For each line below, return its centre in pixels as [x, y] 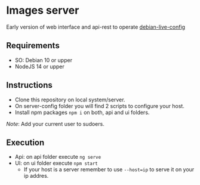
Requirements [33, 46]
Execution [25, 142]
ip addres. [36, 176]
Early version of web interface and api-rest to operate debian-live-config [96, 27]
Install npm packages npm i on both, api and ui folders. [82, 112]
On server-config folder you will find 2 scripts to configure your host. [100, 106]
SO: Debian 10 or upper [44, 60]
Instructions [29, 85]
